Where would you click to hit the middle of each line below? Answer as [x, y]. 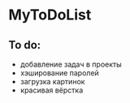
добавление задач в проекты [71, 64]
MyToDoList [50, 15]
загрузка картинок [52, 82]
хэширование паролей [59, 73]
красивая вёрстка [52, 90]
